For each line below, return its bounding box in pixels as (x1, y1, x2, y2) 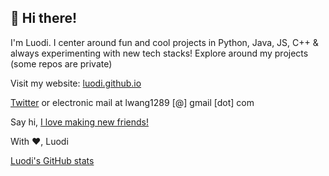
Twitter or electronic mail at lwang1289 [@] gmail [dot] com (10, 96, 255, 108)
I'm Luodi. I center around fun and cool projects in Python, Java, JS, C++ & (10, 36, 319, 48)
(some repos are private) (10, 57, 113, 70)
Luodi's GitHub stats (10, 154, 95, 166)
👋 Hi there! (10, 10, 78, 27)
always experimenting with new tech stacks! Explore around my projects (10, 47, 309, 59)
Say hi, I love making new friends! (10, 116, 149, 128)
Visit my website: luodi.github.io (10, 77, 142, 89)
